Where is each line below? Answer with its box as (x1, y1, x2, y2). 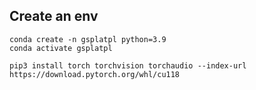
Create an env (9, 8, 99, 25)
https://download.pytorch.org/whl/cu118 (9, 69, 181, 79)
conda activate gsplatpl (9, 43, 113, 53)
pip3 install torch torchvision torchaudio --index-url (9, 60, 247, 71)
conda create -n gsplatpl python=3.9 (9, 34, 167, 44)
